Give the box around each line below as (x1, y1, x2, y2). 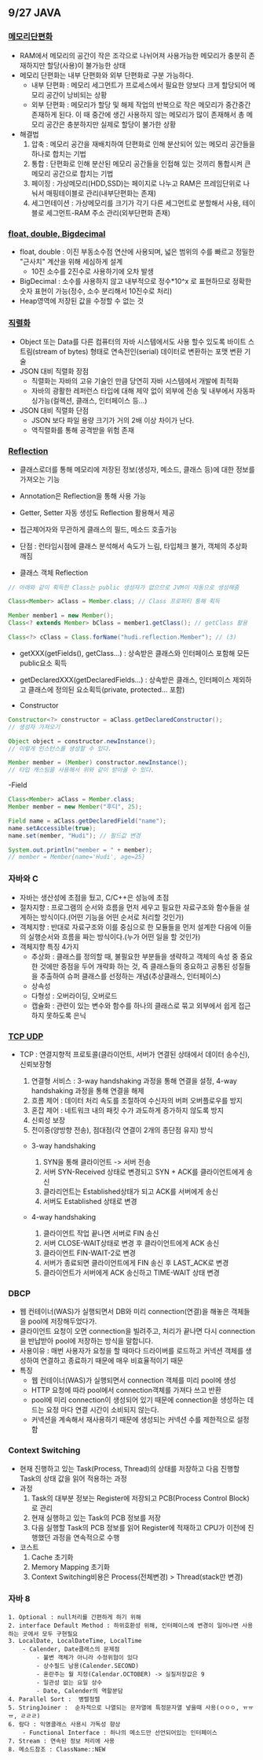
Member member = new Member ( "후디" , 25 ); (8, 803, 143, 811)
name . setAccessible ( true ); (8, 824, 97, 832)
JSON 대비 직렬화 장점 (19, 366, 89, 376)
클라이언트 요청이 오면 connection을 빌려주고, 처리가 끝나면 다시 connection (19, 1327, 256, 1336)
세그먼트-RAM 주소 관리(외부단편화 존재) (46, 208, 171, 217)
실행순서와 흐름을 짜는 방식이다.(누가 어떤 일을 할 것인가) (27, 932, 201, 941)
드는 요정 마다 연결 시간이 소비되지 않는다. (31, 1405, 159, 1415)
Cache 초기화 (31, 1552, 74, 1562)
